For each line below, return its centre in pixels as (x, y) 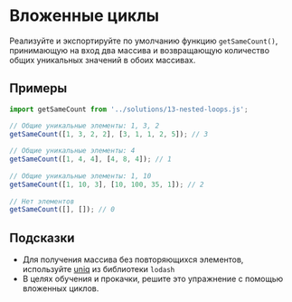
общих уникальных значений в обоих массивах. (103, 60)
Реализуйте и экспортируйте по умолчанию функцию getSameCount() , (144, 41)
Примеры (38, 88)
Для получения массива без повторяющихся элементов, (133, 260)
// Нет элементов (42, 201)
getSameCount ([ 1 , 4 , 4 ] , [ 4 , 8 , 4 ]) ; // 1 (90, 159)
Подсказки (42, 237)
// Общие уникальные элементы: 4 (72, 151)
